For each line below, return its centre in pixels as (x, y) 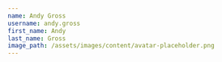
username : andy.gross (44, 23)
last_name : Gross (37, 38)
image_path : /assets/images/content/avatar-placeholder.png (111, 46)
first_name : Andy (37, 31)
